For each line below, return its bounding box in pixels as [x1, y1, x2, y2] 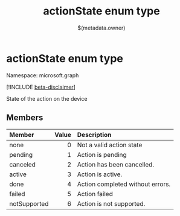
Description [77, 130, 112, 139]
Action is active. [77, 170, 123, 179]
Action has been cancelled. [77, 160, 155, 168]
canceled [9, 160, 36, 168]
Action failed [77, 189, 113, 198]
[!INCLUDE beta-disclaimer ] [6, 83, 76, 91]
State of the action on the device [6, 95, 88, 102]
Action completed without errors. [77, 180, 171, 188]
